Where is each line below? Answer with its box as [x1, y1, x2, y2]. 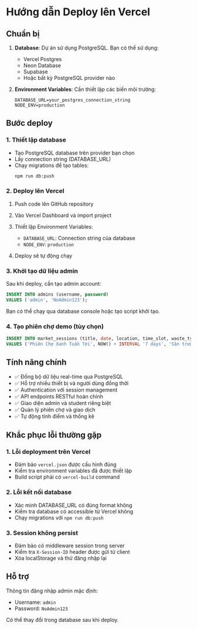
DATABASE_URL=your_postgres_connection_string [14, 97, 131, 103]
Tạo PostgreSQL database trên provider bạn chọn [14, 149, 135, 156]
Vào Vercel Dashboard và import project [14, 212, 112, 219]
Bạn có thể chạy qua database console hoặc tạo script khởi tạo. [6, 307, 160, 315]
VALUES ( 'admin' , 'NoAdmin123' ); [6, 297, 88, 303]
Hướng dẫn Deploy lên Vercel [6, 5, 151, 19]
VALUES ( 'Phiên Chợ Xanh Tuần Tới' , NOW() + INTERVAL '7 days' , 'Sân [6, 341, 180, 347]
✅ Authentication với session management [14, 386, 118, 393]
